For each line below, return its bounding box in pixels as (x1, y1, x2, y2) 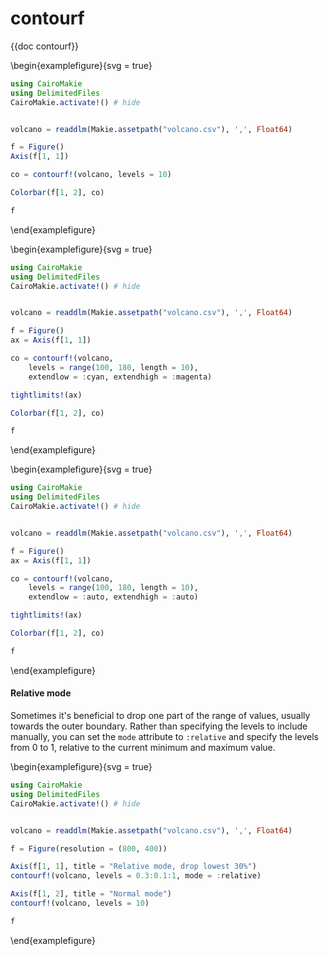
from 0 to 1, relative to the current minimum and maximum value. (10, 742, 276, 754)
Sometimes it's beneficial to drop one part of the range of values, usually (10, 710, 311, 722)
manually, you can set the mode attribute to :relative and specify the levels (10, 731, 319, 743)
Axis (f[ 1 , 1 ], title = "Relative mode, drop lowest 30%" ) (10, 862, 257, 872)
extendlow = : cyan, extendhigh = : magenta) (28, 372, 213, 382)
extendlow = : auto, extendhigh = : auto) (28, 592, 199, 602)
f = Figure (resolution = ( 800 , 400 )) (10, 843, 168, 854)
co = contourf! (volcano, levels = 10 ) (10, 170, 172, 180)
